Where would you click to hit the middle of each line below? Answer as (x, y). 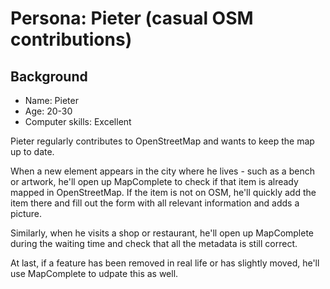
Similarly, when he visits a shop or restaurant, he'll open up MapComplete (162, 233)
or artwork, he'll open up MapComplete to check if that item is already (154, 181)
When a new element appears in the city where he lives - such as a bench (162, 171)
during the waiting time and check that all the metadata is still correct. (154, 243)
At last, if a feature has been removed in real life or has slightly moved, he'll (165, 263)
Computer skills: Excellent (78, 121)
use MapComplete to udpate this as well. (94, 273)
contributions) (71, 39)
